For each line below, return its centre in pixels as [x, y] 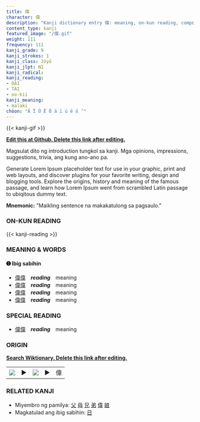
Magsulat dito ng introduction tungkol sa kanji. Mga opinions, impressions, [97, 151]
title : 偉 [18, 12]
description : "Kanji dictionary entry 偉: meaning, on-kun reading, [92, 23]
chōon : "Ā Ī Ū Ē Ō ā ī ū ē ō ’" [46, 111]
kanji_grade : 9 [25, 51]
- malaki [17, 105]
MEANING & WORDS [36, 249]
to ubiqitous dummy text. [37, 194]
